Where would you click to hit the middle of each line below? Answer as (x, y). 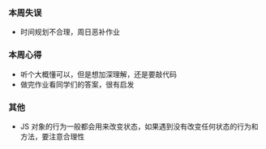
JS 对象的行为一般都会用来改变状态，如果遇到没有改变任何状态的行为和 (139, 126)
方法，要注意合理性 (52, 136)
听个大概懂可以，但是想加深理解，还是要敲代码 (98, 74)
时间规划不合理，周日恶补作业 (70, 32)
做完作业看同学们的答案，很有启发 (77, 84)
